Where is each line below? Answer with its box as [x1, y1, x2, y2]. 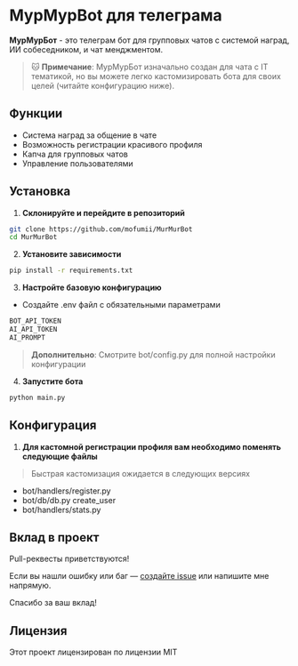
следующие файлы [21, 451, 98, 461]
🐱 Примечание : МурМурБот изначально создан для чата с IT [30, 61, 269, 72]
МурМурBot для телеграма [9, 5, 222, 26]
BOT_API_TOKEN [9, 317, 62, 325]
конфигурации [30, 358, 86, 369]
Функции [9, 106, 63, 121]
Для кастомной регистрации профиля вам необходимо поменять [21, 441, 282, 452]
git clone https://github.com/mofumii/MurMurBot [9, 224, 193, 234]
